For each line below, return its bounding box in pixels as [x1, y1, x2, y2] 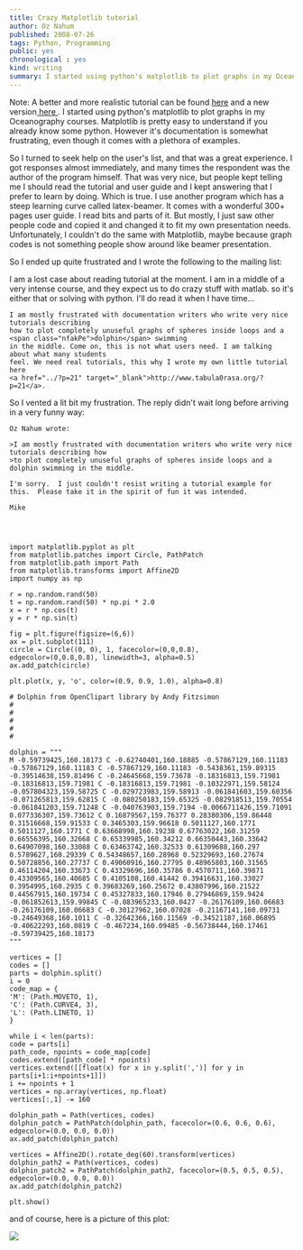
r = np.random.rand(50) [9, 590, 99, 599]
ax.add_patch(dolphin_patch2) [9, 1181, 124, 1190]
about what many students [9, 349, 106, 359]
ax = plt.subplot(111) [9, 637, 95, 646]
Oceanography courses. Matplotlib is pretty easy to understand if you [9, 115, 268, 126]
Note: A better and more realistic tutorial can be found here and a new [9, 97, 270, 107]
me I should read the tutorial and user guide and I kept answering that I [9, 181, 272, 192]
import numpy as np [9, 574, 83, 583]
